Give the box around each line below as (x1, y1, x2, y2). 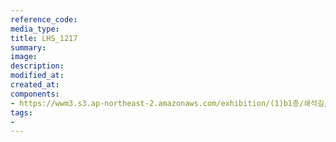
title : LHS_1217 (10, 33, 78, 43)
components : (10, 89, 60, 99)
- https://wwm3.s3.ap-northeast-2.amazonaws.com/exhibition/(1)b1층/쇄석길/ (10, 98, 330, 108)
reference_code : (10, 14, 78, 25)
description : (10, 61, 65, 71)
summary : (10, 42, 47, 53)
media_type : (10, 24, 60, 34)
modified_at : (10, 71, 65, 81)
